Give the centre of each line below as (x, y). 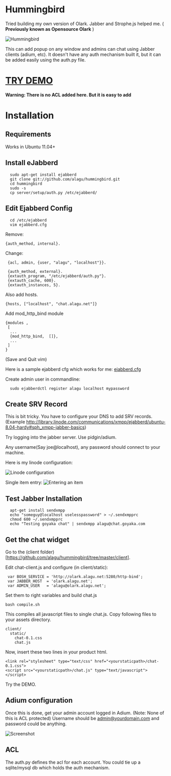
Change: (14, 253)
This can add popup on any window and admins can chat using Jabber (80, 49)
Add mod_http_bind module (35, 313)
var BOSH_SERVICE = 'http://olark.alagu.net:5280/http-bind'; (75, 576)
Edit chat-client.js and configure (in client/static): (57, 567)
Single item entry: (24, 483)
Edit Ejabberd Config (39, 208)
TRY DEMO (29, 81)
